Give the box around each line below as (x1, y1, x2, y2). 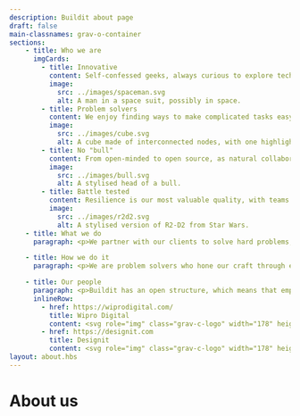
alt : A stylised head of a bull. (56, 179, 181, 188)
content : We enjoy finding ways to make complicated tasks (48, 112, 274, 121)
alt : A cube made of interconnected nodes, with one (56, 137, 257, 146)
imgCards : (32, 54, 70, 63)
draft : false (9, 21, 58, 30)
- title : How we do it (25, 254, 110, 262)
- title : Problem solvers (41, 104, 138, 113)
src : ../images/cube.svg (56, 129, 150, 138)
